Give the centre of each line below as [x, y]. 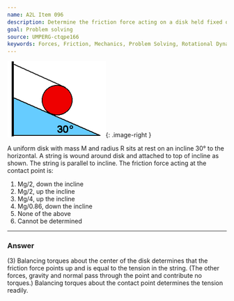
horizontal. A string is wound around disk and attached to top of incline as [113, 156]
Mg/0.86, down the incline [55, 206]
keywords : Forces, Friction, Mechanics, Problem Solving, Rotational [110, 44]
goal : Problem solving [40, 29]
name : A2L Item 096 [36, 15]
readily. [18, 291]
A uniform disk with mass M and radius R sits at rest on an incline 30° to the [116, 148]
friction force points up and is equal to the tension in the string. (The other [113, 268]
